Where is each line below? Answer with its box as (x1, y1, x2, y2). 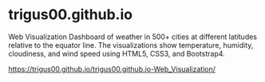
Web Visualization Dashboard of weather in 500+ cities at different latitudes (8, 32, 258, 41)
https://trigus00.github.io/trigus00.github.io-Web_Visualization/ (8, 64, 216, 73)
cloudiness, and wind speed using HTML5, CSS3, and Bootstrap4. (8, 49, 225, 58)
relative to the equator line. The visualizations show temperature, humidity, (8, 40, 254, 49)
